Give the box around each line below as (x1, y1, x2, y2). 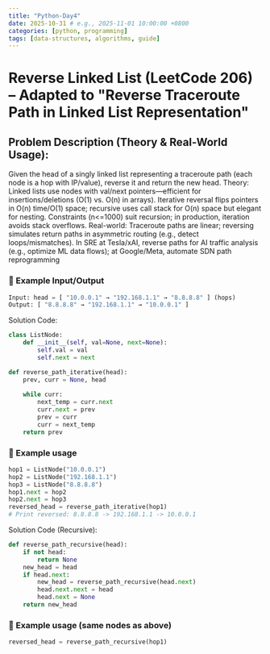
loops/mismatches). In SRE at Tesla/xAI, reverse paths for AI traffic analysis (8, 238, 259, 248)
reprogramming (8, 255, 60, 265)
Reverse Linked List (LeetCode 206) (8, 69, 254, 87)
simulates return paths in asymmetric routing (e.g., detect (8, 229, 199, 239)
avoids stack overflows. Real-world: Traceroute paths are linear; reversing (8, 221, 254, 231)
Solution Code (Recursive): (8, 525, 98, 535)
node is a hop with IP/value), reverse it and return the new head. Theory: (8, 178, 250, 188)
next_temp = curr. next (37, 398, 114, 406)
